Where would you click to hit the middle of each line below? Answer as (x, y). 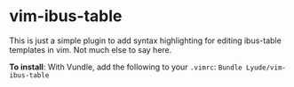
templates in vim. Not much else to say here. (91, 49)
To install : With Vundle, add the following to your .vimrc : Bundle (126, 67)
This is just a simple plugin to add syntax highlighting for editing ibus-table (145, 40)
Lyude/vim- (266, 68)
